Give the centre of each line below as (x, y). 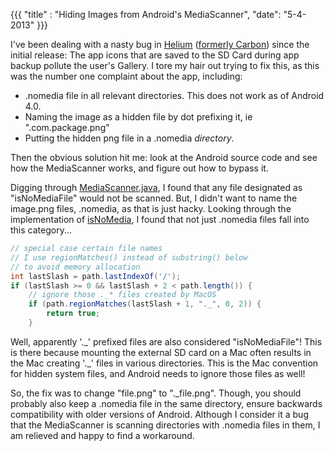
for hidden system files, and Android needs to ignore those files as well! (158, 373)
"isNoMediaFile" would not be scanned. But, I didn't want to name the (154, 198)
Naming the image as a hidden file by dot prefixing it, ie (138, 117)
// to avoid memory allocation (75, 267)
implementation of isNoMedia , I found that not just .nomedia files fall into (160, 219)
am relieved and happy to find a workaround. (102, 435)
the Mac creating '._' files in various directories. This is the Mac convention (164, 363)
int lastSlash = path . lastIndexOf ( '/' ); (96, 276)
